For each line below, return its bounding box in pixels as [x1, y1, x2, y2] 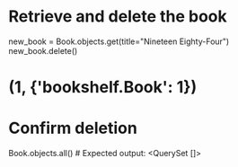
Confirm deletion [8, 119, 138, 138]
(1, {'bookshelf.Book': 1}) [8, 77, 198, 98]
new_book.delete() [8, 45, 78, 56]
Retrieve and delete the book [8, 6, 228, 27]
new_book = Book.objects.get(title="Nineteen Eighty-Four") [8, 36, 230, 47]
